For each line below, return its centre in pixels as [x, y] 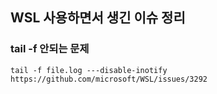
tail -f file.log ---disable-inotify [89, 70]
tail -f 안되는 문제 [50, 49]
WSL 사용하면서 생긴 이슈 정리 [98, 18]
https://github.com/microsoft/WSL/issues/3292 [109, 79]
